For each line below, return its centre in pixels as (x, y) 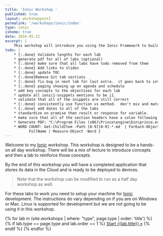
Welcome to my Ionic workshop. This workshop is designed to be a (72, 145)
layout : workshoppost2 (28, 18)
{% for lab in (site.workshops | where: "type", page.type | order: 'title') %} (79, 219)
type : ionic (17, 28)
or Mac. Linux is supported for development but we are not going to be (76, 204)
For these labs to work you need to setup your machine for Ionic (69, 194)
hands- (147, 145)
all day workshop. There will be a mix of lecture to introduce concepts (81, 150)
